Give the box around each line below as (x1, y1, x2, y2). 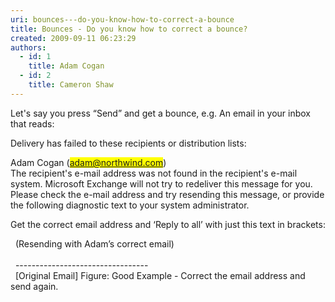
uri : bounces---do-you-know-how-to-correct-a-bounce (10, 14, 235, 25)
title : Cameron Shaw (28, 80, 114, 90)
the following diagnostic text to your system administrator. (10, 199, 250, 211)
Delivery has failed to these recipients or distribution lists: (10, 137, 247, 149)
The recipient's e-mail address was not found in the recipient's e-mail (10, 167, 298, 179)
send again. (10, 280, 59, 292)
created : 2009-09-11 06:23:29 (10, 33, 137, 43)
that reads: (10, 117, 55, 130)
